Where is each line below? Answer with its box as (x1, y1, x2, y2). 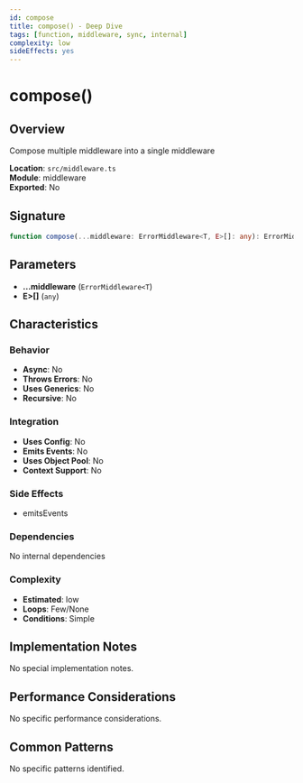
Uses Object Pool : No (22, 455, 104, 465)
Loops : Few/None (22, 603, 90, 614)
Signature (9, 208, 66, 224)
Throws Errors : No (22, 373, 93, 384)
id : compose (9, 13, 54, 23)
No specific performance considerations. (9, 714, 162, 724)
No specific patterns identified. (9, 763, 124, 774)
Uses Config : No (22, 436, 86, 447)
